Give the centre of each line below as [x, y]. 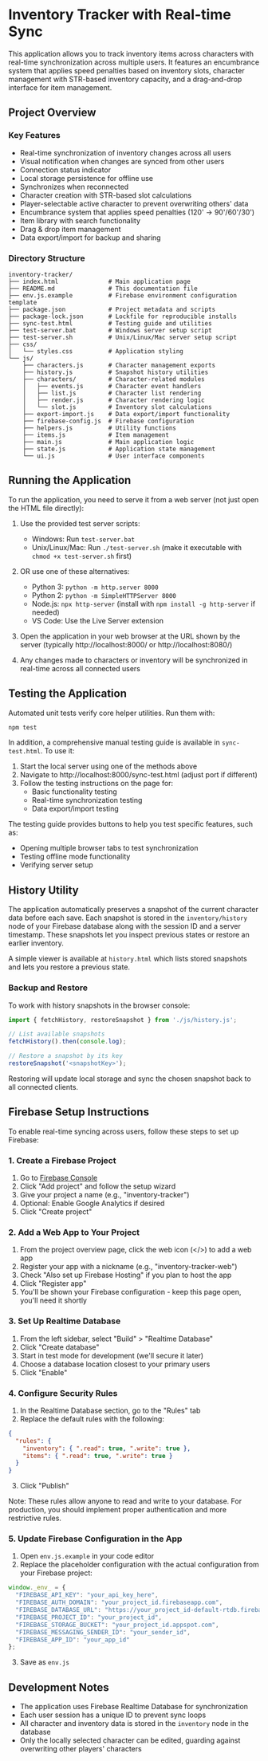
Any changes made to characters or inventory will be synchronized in [134, 660]
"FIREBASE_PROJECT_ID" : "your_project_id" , [89, 1617]
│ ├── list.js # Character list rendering [112, 393]
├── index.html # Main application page [100, 281]
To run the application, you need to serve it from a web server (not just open [134, 499]
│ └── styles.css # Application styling [96, 351]
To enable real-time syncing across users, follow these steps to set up [124, 1131]
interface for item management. [60, 87]
